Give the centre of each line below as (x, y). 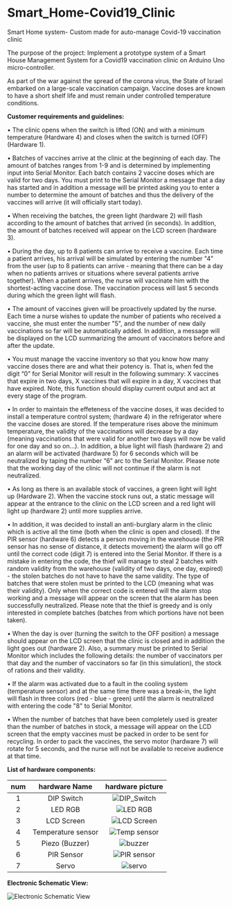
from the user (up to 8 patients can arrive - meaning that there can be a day (115, 265)
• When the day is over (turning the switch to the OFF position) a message (113, 633)
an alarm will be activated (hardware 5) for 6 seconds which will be (103, 453)
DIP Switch (65, 798)
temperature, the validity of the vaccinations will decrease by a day (103, 431)
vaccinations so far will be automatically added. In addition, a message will (114, 331)
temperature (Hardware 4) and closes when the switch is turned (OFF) (107, 137)
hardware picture (134, 786)
